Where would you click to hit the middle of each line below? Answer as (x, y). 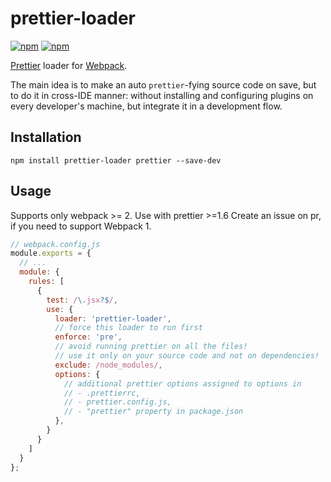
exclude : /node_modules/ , (108, 365)
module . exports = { (51, 253)
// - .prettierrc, (102, 393)
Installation (46, 137)
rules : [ (46, 282)
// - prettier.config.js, (117, 402)
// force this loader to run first (128, 328)
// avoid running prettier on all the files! (151, 347)
